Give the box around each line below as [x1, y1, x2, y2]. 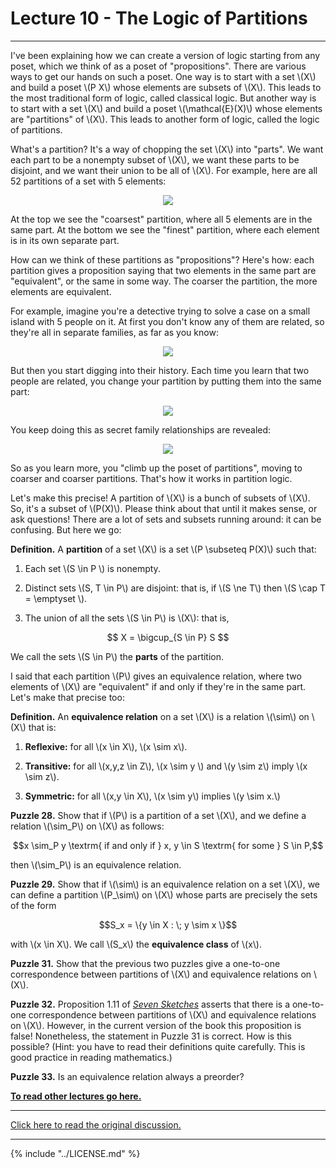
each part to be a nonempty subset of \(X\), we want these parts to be [10, 153, 300, 166]
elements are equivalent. [10, 285, 112, 297]
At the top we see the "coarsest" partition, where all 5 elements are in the [10, 213, 313, 225]
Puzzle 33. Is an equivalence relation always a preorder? [10, 1070, 245, 1082]
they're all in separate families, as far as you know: [10, 326, 219, 338]
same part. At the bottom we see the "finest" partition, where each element [10, 223, 320, 236]
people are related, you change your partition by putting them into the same [10, 375, 322, 387]
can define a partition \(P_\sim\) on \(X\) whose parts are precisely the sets [10, 888, 318, 901]
